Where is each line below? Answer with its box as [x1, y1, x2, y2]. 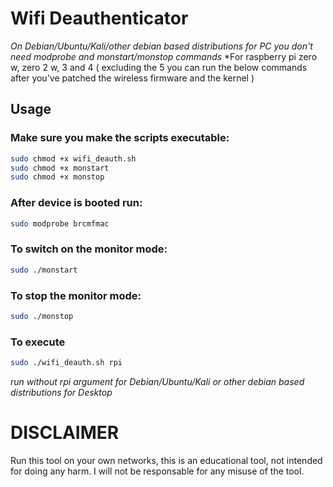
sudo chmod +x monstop [10, 172, 105, 182]
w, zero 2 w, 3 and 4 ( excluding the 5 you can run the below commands [10, 61, 308, 73]
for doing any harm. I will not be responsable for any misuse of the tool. [10, 465, 305, 477]
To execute [10, 335, 66, 349]
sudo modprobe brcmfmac [10, 218, 110, 229]
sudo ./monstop [10, 311, 74, 321]
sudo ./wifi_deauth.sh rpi [10, 358, 123, 368]
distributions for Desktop [10, 386, 113, 398]
